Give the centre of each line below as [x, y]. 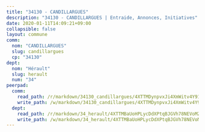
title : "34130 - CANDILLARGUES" [47, 12]
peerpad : [17, 86]
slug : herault [30, 74]
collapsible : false [31, 29]
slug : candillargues [38, 52]
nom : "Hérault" [31, 68]
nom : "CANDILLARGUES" [39, 46]
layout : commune [27, 35]
